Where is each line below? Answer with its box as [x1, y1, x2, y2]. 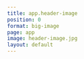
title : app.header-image [7, 9, 78, 17]
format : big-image [7, 22, 59, 29]
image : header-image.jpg [7, 35, 78, 42]
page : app [7, 28, 36, 36]
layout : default [7, 41, 53, 48]
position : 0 [7, 16, 41, 23]
